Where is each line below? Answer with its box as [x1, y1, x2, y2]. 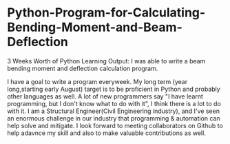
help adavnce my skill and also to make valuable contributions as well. [7, 129, 207, 137]
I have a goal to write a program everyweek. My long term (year [7, 77, 188, 85]
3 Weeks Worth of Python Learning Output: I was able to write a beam [7, 56, 206, 65]
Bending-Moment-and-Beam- [7, 19, 182, 35]
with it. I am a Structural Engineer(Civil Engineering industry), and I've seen [7, 107, 220, 115]
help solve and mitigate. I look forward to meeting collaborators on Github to [7, 121, 224, 130]
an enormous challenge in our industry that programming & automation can [7, 114, 220, 122]
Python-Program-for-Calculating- [7, 5, 206, 21]
